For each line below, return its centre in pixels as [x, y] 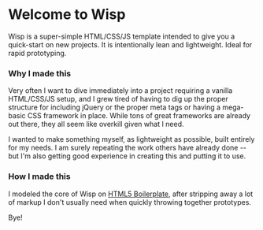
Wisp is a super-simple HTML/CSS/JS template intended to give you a [122, 36]
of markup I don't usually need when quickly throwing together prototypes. [130, 202]
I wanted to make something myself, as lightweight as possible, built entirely [131, 139]
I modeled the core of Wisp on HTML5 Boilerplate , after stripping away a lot [131, 194]
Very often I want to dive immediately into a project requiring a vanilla [120, 91]
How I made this [39, 176]
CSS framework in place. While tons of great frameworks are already [139, 116]
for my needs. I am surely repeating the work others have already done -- [127, 148]
